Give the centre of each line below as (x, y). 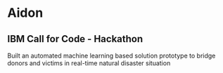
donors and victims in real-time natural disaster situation (89, 63)
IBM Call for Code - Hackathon (75, 39)
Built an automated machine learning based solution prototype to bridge (111, 55)
